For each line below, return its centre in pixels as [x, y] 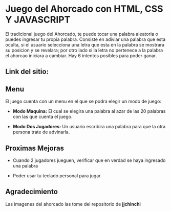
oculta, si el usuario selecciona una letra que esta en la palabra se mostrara [85, 44]
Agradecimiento [31, 192]
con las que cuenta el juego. [42, 117]
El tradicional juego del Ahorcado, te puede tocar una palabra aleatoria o [82, 34]
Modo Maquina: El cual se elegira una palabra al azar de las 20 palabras [89, 111]
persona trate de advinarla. [41, 132]
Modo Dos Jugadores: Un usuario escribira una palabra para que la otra [89, 127]
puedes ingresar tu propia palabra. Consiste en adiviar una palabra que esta [85, 39]
